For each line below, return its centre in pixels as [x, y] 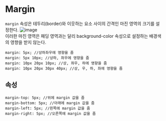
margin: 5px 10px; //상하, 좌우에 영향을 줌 [47, 58]
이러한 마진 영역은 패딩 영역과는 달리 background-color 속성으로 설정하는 [77, 36]
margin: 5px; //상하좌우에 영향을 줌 [40, 53]
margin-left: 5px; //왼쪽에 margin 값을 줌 [48, 108]
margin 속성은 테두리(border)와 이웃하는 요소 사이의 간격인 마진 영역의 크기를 [80, 23]
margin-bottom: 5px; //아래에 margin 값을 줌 [50, 103]
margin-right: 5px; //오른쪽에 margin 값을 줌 [50, 114]
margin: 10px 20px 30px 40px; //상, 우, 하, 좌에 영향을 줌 [64, 68]
